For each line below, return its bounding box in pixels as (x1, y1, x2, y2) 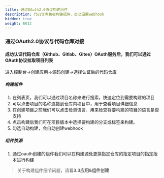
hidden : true (5, 16, 32, 21)
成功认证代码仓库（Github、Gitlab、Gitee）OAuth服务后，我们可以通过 (5, 51, 151, 57)
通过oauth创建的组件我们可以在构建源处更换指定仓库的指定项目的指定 (12, 151, 154, 157)
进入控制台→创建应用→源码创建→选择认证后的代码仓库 (5, 69, 117, 75)
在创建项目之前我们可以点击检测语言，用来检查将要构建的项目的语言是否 (12, 107, 159, 113)
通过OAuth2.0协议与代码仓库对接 (5, 38, 85, 45)
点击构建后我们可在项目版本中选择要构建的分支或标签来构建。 (12, 119, 138, 125)
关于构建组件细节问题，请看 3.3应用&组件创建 (17, 168, 109, 174)
